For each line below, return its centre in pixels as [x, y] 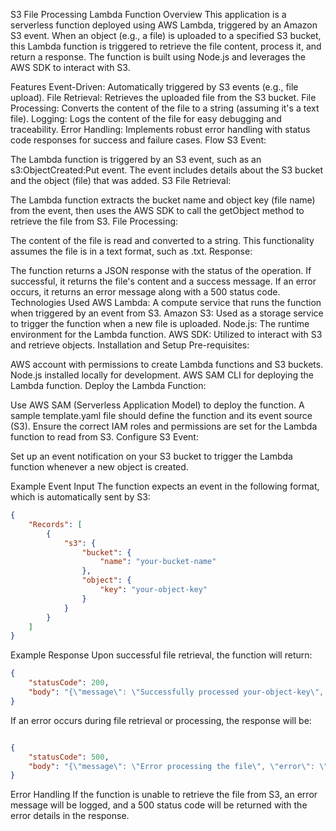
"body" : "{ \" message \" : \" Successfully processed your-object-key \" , [176, 692]
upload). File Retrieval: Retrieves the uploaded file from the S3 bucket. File [163, 97]
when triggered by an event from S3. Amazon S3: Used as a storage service [167, 313]
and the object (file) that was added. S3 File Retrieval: [121, 180]
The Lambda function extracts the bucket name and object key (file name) [163, 200]
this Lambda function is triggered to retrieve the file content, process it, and [166, 46]
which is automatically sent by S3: [80, 497]
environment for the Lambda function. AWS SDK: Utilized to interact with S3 [166, 334]
